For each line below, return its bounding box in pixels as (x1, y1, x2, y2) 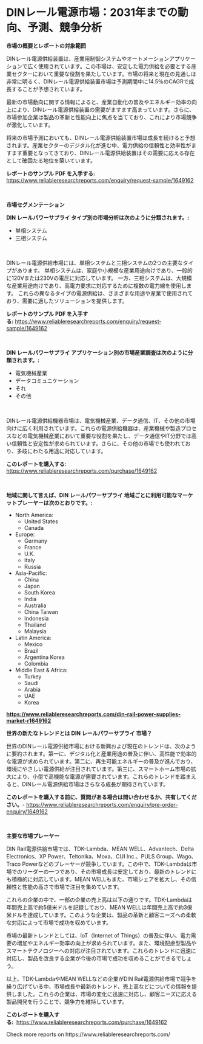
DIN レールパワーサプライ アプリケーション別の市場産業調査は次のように (6, 349, 188, 356)
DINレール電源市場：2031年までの (6, 5, 178, 19)
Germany (24, 537, 47, 545)
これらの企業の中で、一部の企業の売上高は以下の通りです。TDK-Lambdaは (6, 896, 193, 903)
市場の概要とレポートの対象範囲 (6, 42, 86, 49)
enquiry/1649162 (6, 807, 48, 815)
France (24, 543, 42, 551)
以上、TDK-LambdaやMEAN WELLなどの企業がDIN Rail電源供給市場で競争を (6, 975, 197, 983)
